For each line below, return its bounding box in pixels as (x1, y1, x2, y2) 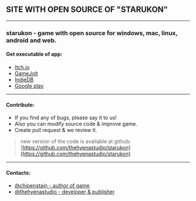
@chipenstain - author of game (14, 182, 90, 189)
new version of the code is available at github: (20, 138, 131, 145)
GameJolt (14, 70, 38, 77)
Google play (14, 82, 44, 89)
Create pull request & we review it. (14, 127, 97, 134)
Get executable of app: (6, 51, 63, 58)
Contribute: (6, 101, 35, 108)
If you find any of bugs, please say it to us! (14, 114, 117, 122)
